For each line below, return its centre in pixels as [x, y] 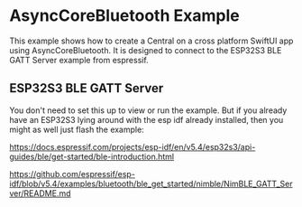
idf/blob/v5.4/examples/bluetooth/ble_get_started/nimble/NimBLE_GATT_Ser [151, 183]
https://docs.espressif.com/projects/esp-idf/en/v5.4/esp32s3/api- [133, 146]
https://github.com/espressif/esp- [72, 174]
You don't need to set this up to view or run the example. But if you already [148, 110]
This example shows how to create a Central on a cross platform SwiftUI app [151, 41]
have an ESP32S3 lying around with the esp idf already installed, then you [146, 119]
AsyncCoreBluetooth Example [125, 16]
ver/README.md [40, 193]
